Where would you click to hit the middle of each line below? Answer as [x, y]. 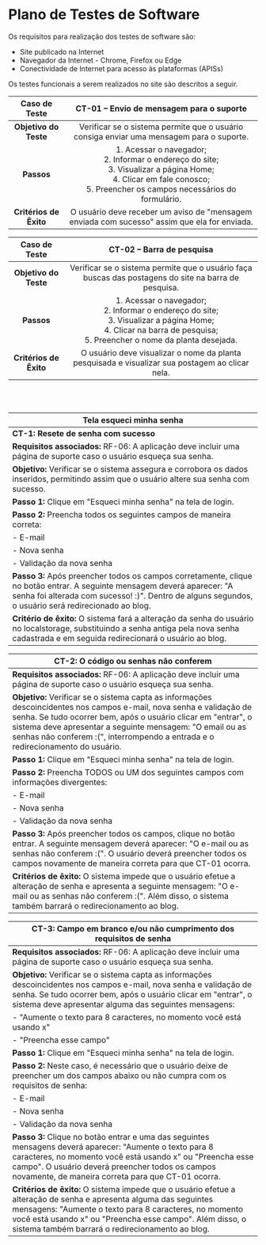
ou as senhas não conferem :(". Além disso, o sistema [129, 896]
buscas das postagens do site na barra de [161, 277]
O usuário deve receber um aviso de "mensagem [161, 211]
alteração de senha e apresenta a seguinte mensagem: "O [120, 886]
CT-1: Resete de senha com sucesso [84, 433]
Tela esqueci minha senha [133, 419]
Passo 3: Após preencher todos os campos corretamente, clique [132, 575]
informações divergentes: [60, 782]
